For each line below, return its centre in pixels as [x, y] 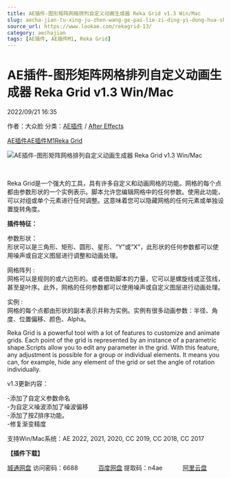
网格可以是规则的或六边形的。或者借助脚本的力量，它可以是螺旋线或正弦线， [115, 279]
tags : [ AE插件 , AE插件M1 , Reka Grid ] [59, 39]
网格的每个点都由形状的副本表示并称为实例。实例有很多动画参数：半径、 [109, 311]
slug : [15, 20]
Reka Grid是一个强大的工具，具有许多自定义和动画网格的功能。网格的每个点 [114, 184]
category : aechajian [37, 33]
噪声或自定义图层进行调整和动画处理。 [67, 256]
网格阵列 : [21, 270]
